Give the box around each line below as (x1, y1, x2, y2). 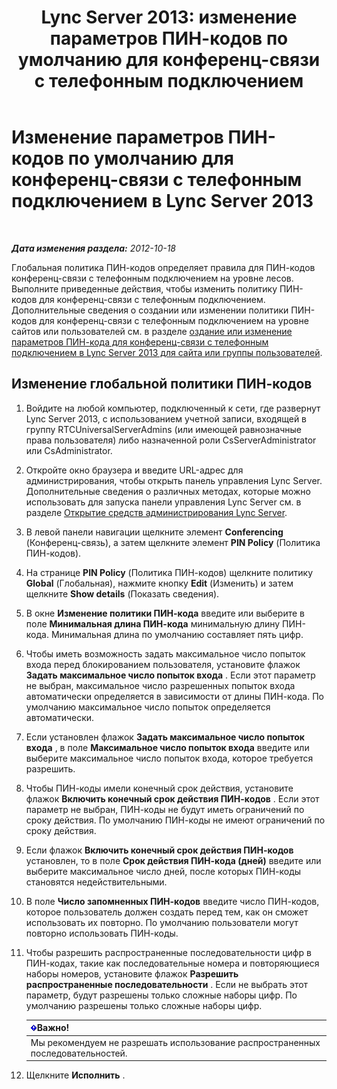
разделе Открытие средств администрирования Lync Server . (25, 506, 288, 518)
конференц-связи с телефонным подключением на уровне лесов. (11, 272, 294, 284)
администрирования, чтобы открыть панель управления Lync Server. (25, 474, 323, 486)
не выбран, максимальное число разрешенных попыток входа (25, 679, 296, 691)
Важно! (36, 1022, 70, 1034)
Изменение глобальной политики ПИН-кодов (11, 376, 313, 393)
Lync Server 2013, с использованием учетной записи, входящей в (25, 412, 308, 425)
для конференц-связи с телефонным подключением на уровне (39, 314, 309, 326)
